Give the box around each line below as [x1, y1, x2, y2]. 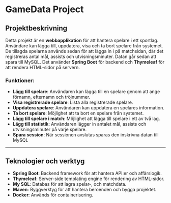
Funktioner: [5, 77, 35, 84]
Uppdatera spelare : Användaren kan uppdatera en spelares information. [12, 105, 164, 111]
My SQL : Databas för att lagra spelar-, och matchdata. [12, 181, 127, 187]
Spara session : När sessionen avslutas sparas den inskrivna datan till [12, 132, 159, 138]
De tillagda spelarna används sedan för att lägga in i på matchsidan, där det [5, 48, 164, 54]
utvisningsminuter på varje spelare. [12, 126, 87, 133]
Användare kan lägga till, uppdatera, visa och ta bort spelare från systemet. [5, 43, 163, 49]
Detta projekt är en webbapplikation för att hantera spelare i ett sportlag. [5, 37, 159, 43]
